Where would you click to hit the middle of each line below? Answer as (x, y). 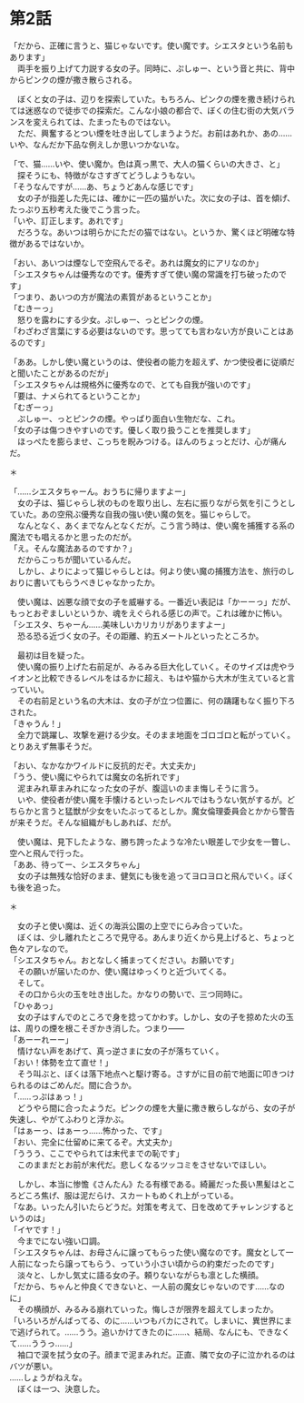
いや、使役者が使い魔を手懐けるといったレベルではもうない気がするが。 (152, 799)
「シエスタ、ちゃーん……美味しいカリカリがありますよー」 (119, 624)
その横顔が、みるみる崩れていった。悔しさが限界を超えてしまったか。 (147, 1309)
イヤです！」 (41, 1229)
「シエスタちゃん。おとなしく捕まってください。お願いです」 (124, 960)
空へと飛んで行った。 (49, 853)
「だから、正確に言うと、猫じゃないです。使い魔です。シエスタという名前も (152, 45)
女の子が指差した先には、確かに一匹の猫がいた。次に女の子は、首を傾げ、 (156, 197)
